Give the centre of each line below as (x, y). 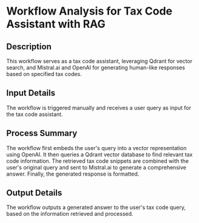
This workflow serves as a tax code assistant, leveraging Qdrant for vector (99, 61)
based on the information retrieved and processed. (70, 214)
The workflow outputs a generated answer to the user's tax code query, (96, 207)
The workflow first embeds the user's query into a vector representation (96, 148)
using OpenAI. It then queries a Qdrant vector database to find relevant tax (99, 154)
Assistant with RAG (56, 24)
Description (29, 46)
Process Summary (42, 133)
